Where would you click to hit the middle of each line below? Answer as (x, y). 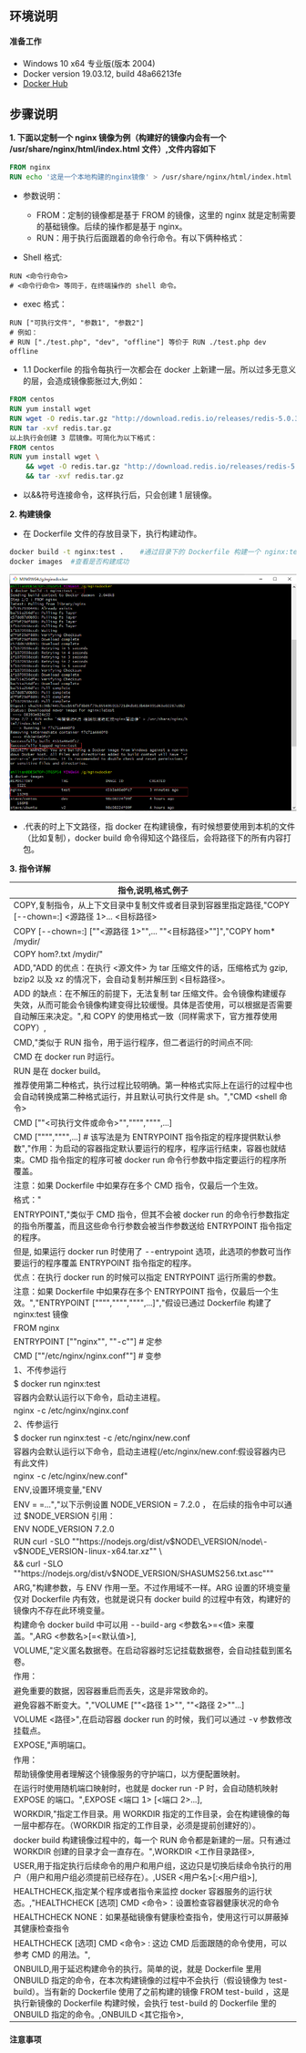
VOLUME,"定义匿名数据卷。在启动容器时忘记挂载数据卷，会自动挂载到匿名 (153, 1650)
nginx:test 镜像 (41, 1315)
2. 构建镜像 (31, 514)
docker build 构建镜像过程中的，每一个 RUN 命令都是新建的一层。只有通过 (152, 1840)
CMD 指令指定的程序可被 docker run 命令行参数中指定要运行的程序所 (158, 1160)
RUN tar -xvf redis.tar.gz (61, 428)
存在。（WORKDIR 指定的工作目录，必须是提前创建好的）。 (153, 1825)
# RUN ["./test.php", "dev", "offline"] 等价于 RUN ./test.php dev (138, 343)
